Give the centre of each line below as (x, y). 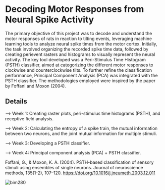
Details (16, 102)
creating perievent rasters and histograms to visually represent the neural (80, 54)
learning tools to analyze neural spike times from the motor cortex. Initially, (81, 44)
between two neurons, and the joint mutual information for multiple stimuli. (81, 133)
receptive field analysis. (29, 119)
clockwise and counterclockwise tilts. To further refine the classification (79, 70)
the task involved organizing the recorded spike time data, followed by (77, 49)
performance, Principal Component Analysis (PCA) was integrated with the (82, 75)
